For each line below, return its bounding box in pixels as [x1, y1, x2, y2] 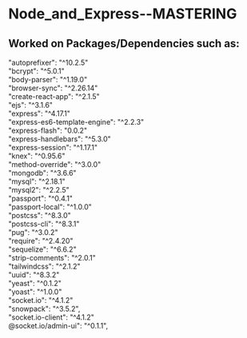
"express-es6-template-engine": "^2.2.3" [8, 117, 145, 126]
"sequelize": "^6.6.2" [8, 245, 78, 254]
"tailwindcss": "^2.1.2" [8, 261, 82, 271]
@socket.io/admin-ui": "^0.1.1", [8, 321, 109, 330]
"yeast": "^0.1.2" [8, 279, 62, 288]
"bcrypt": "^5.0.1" [8, 66, 66, 76]
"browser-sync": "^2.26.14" [8, 83, 98, 93]
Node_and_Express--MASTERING [8, 5, 237, 23]
